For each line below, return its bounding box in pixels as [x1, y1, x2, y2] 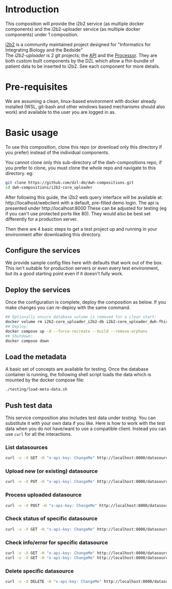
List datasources [5, 443, 48, 451]
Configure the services [5, 246, 80, 255]
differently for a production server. [5, 216, 78, 222]
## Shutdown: [5, 333, 33, 339]
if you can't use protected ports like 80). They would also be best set [5, 210, 151, 216]
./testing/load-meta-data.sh [5, 387, 68, 392]
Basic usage [5, 127, 58, 139]
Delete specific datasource [5, 567, 74, 575]
